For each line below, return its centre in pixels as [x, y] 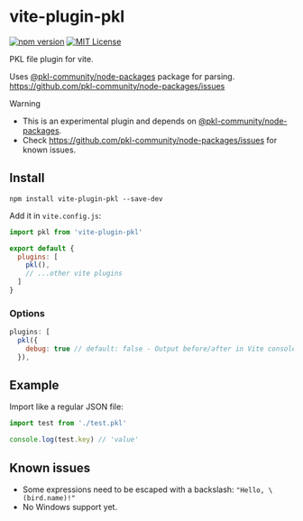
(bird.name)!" [49, 498]
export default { [42, 248]
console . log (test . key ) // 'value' [74, 440]
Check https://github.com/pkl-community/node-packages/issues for [150, 140]
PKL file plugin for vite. [51, 59]
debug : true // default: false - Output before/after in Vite [145, 349]
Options [27, 313]
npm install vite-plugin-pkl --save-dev [87, 199]
